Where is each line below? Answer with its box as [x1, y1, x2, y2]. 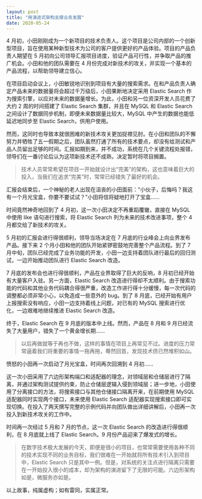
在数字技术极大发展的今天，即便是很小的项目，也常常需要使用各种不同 [20, 444, 195, 451]
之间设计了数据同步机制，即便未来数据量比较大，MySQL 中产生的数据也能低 [6, 110, 195, 117]
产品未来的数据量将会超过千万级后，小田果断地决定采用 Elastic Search [11, 88, 185, 95]
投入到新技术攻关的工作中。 [6, 411, 75, 418]
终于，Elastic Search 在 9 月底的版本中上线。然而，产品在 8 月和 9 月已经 [6, 320, 188, 327]
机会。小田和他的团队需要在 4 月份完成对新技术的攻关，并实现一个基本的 [11, 60, 192, 67]
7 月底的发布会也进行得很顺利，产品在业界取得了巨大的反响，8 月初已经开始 [6, 269, 195, 277]
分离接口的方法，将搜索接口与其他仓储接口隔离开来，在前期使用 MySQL [16, 388, 195, 396]
